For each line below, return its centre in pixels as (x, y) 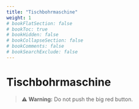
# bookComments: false (35, 47)
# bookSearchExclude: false (42, 52)
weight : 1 (19, 18)
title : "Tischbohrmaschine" (42, 12)
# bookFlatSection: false (39, 23)
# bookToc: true (27, 29)
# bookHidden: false (33, 35)
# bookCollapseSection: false (45, 40)
